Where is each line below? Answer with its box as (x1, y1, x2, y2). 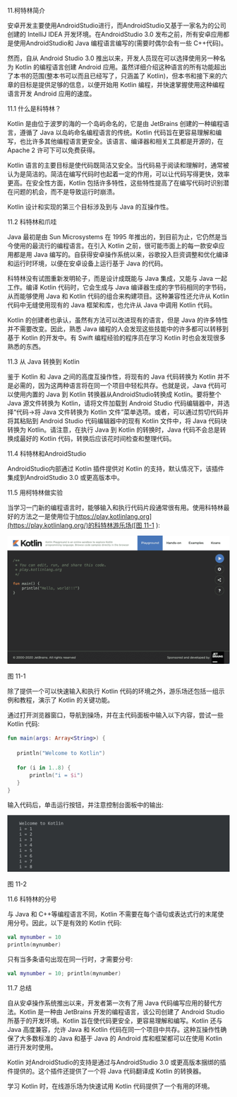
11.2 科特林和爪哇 (7, 218, 57, 226)
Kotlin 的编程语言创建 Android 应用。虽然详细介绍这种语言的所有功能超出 (15, 63, 227, 71)
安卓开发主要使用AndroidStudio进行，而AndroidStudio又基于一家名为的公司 (7, 21, 227, 30)
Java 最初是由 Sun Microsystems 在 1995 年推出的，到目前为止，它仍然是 (7, 233, 221, 241)
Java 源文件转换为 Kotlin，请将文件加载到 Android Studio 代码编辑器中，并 (7, 399, 224, 407)
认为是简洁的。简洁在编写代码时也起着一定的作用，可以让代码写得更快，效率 (7, 170, 230, 178)
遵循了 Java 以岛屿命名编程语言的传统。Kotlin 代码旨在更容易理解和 (19, 128, 216, 137)
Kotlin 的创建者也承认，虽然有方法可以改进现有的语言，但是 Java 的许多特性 (7, 316, 228, 324)
